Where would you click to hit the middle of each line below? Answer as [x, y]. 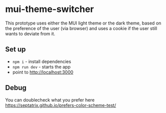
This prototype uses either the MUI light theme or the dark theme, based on [83, 23]
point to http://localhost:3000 [43, 72]
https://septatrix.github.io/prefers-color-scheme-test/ [61, 105]
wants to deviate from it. [30, 33]
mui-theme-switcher [50, 9]
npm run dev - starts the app [41, 66]
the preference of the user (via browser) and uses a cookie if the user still [81, 28]
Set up [16, 49]
